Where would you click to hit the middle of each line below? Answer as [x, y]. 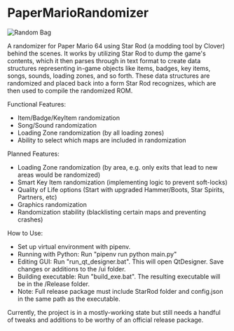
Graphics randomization [52, 204]
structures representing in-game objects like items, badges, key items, [109, 68]
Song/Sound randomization [57, 125]
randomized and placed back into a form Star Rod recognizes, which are [112, 83]
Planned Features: [33, 154]
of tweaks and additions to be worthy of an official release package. [105, 320]
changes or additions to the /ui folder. [71, 269]
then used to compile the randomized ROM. [70, 90]
